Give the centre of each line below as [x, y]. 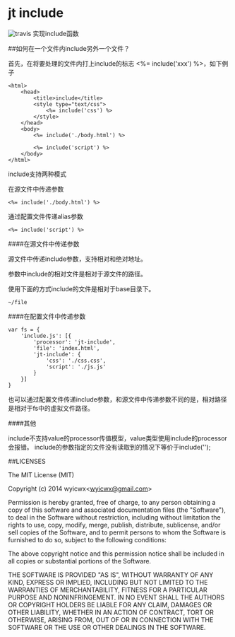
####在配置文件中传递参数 [47, 316]
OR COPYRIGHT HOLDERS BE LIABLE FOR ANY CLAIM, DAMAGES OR [110, 604]
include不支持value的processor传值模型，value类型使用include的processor [118, 438]
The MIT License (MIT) [41, 474]
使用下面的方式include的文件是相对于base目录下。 [82, 288]
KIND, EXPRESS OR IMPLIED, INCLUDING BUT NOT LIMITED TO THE [108, 582]
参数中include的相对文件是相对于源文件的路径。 [78, 274]
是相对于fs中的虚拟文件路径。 [51, 408]
